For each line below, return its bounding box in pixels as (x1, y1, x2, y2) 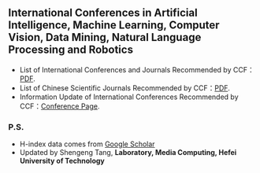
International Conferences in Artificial (8, 6, 199, 20)
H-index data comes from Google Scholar (19, 139, 155, 149)
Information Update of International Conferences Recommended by (19, 92, 239, 101)
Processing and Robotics (8, 43, 134, 57)
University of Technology (19, 156, 105, 166)
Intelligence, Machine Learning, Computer (8, 19, 220, 32)
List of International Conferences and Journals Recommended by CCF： (19, 64, 254, 74)
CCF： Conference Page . (19, 101, 100, 111)
